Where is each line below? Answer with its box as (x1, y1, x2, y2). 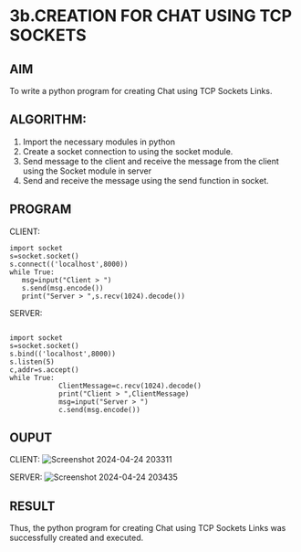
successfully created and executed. (9, 532, 144, 544)
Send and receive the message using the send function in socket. (22, 175, 269, 186)
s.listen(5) (9, 357, 55, 366)
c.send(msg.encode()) (57, 405, 141, 414)
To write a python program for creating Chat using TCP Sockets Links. (9, 86, 273, 96)
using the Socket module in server (22, 165, 152, 176)
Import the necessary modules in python (22, 136, 176, 147)
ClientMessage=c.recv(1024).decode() (57, 381, 202, 390)
